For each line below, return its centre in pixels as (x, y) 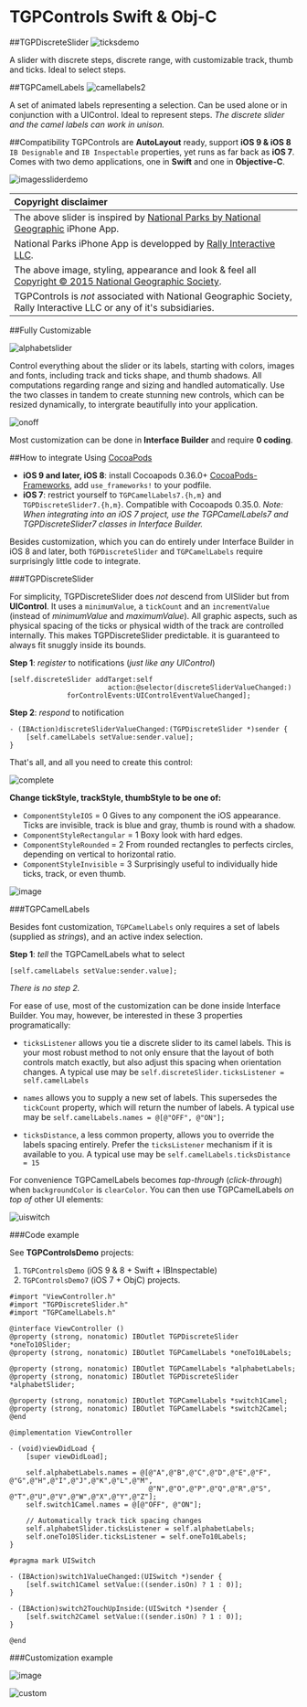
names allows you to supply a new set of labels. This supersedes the (150, 1097)
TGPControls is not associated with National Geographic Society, (153, 296)
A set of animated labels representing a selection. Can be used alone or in (148, 105)
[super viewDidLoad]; (67, 1456)
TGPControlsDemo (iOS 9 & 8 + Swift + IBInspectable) (120, 1270)
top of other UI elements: (56, 1199)
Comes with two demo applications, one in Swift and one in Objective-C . (148, 161)
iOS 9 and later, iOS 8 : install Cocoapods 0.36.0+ (115, 475)
